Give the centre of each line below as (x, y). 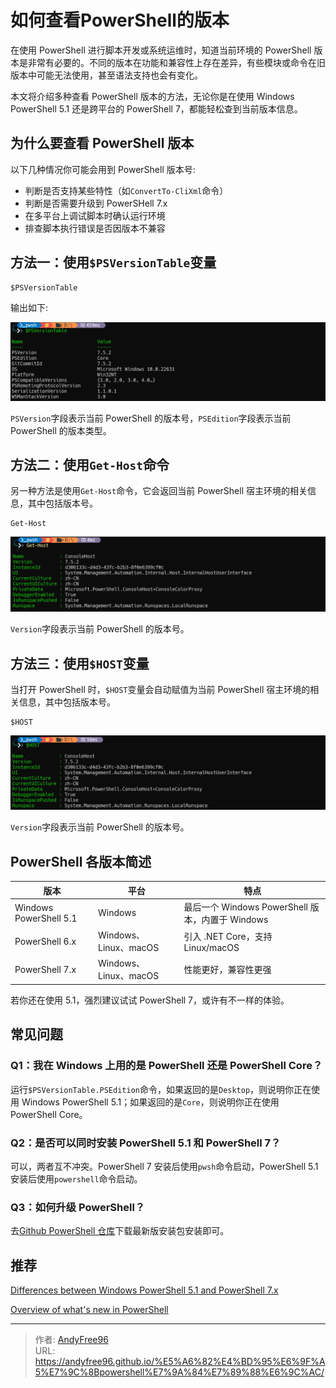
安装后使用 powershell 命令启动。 (76, 1178)
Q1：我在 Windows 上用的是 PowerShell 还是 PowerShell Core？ (166, 1066)
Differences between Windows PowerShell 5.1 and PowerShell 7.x (144, 1290)
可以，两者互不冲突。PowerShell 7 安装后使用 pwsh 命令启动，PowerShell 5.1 (164, 1166)
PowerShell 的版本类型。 (61, 430)
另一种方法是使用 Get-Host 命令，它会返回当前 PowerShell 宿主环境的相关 (159, 491)
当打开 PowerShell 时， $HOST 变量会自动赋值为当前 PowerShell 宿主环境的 (160, 690)
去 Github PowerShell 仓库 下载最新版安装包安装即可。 (120, 1231)
